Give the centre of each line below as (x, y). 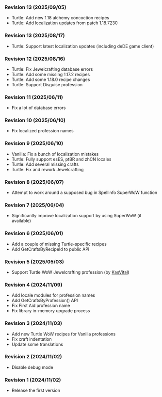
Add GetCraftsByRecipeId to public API (50, 249)
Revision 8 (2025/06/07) (34, 182)
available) (21, 221)
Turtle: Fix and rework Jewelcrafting (48, 169)
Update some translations (37, 344)
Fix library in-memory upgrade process (51, 311)
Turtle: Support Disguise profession (47, 84)
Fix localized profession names (42, 131)
